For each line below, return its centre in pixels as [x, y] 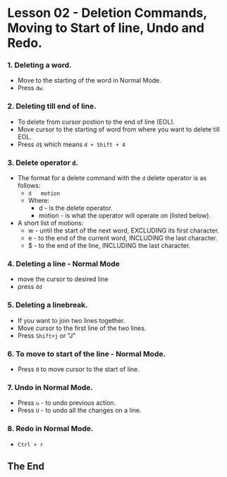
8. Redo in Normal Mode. [50, 429]
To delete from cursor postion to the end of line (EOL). [96, 122]
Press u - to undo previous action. [67, 403]
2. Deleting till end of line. [52, 106]
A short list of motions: [50, 223]
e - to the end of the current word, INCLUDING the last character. [123, 238]
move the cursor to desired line [63, 279]
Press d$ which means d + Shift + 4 [71, 144]
